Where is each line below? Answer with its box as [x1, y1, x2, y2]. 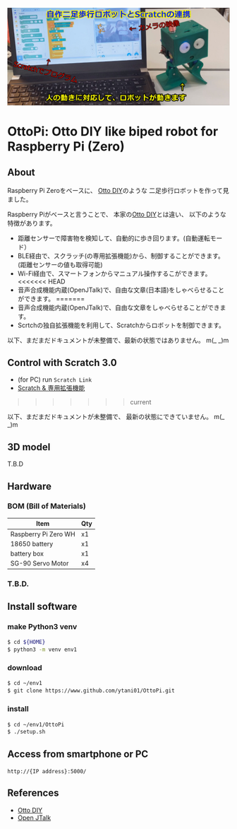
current [130, 398, 152, 406]
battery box [10, 549, 44, 558]
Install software [7, 601, 78, 613]
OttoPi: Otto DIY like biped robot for [7, 123, 219, 139]
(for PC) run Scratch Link [17, 375, 92, 384]
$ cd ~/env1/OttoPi [7, 721, 65, 728]
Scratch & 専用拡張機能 [17, 384, 85, 392]
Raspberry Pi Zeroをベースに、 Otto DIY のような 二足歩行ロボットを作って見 [7, 186, 229, 194]
